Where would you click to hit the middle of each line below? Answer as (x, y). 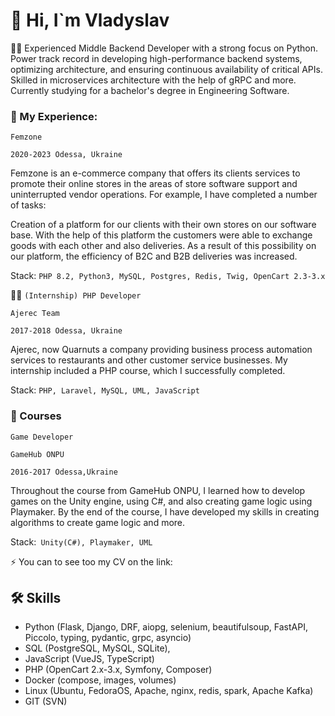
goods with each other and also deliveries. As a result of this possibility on (163, 246)
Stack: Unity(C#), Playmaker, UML (81, 541)
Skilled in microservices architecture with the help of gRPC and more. (153, 80)
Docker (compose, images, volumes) (100, 680)
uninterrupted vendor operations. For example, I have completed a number (164, 195)
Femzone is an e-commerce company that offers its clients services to (155, 173)
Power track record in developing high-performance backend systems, (156, 58)
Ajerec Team (35, 314)
